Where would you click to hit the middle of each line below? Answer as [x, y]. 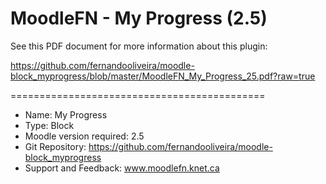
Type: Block [49, 125]
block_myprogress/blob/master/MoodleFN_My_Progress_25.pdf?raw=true [163, 76]
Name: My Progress [66, 114]
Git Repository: [55, 146]
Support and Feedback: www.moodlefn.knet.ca [122, 168]
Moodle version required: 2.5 [84, 136]
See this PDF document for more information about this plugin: [139, 46]
